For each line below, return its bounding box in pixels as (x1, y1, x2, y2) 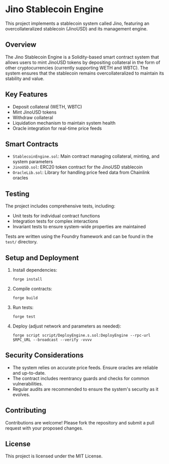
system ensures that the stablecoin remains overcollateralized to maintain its (5, 70, 164, 76)
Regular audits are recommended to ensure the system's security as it (12, 386, 159, 392)
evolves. (12, 391, 30, 398)
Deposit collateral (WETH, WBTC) (12, 103, 82, 110)
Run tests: (12, 304, 34, 310)
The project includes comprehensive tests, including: (5, 203, 116, 209)
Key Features (5, 90, 48, 99)
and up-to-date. (12, 370, 46, 376)
